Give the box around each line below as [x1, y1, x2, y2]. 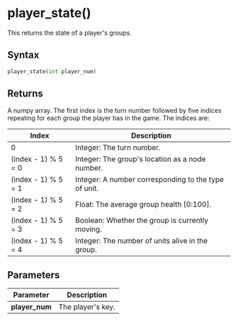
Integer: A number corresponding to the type [75, 175, 225, 185]
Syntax [7, 49, 40, 61]
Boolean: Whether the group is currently [75, 215, 209, 225]
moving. [75, 224, 103, 234]
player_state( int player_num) [7, 67, 97, 75]
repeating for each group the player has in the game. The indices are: [7, 114, 210, 122]
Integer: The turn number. [75, 143, 161, 153]
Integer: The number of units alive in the [75, 236, 208, 246]
